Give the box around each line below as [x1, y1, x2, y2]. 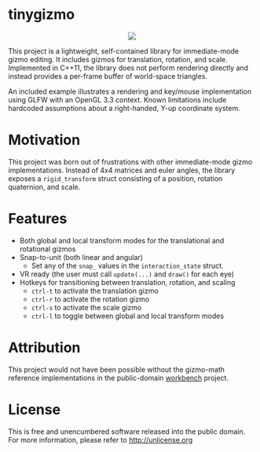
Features [8, 210, 68, 228]
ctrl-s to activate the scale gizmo [31, 302, 142, 312]
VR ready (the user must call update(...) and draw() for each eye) [19, 269, 234, 279]
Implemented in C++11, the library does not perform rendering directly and [8, 63, 249, 72]
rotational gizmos [19, 244, 76, 254]
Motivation [8, 132, 81, 149]
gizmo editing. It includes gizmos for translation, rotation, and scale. [8, 54, 228, 64]
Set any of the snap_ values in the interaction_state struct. [31, 261, 224, 270]
